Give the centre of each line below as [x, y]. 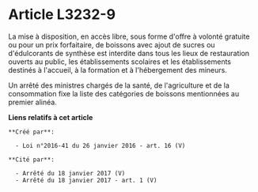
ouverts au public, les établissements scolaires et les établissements [120, 62]
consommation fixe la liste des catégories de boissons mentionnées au [124, 93]
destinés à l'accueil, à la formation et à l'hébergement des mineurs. [118, 70]
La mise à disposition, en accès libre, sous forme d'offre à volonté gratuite [129, 36]
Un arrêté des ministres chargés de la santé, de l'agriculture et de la [119, 85]
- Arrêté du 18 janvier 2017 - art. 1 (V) [86, 180]
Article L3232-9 [62, 15]
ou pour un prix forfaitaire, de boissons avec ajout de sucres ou [112, 44]
